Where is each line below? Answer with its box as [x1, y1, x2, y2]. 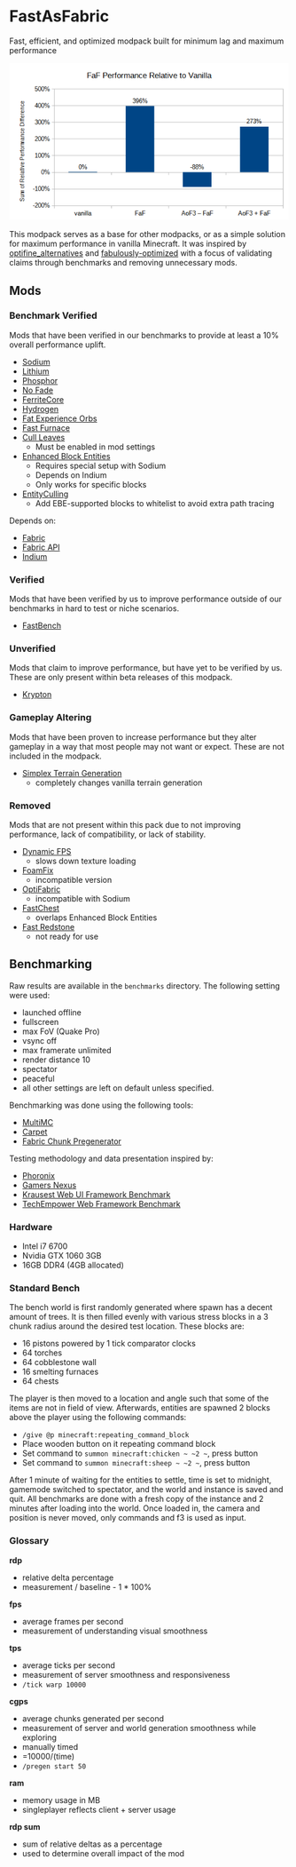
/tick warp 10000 [21, 1680, 87, 1689]
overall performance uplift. [9, 339, 106, 350]
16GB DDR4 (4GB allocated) [21, 1259, 124, 1271]
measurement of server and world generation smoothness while [21, 1722, 257, 1733]
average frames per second [21, 1616, 124, 1626]
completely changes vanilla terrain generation [35, 777, 203, 788]
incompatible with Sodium [35, 894, 131, 904]
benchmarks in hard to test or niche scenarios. [9, 603, 180, 614]
